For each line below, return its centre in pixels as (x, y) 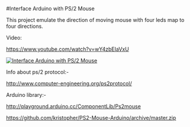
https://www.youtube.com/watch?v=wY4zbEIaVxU (68, 49)
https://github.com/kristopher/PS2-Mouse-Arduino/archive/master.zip (91, 118)
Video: (14, 38)
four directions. (24, 26)
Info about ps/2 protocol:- (37, 72)
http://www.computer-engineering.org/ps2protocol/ (69, 83)
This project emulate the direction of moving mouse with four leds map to (95, 20)
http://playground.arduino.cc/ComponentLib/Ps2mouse (73, 106)
